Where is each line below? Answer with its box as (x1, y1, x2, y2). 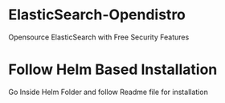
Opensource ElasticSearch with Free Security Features (8, 32, 190, 42)
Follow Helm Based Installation (8, 60, 218, 79)
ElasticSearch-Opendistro (8, 6, 186, 24)
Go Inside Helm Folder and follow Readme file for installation (8, 87, 209, 97)
